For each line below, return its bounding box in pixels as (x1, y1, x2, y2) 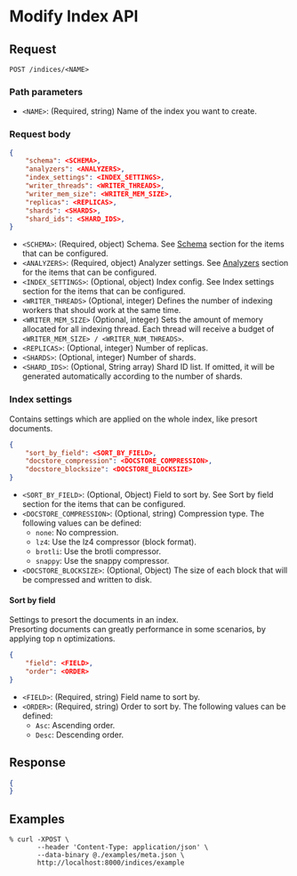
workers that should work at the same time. (21, 305, 181, 316)
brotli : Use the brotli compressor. (35, 546, 162, 557)
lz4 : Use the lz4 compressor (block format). (35, 536, 197, 548)
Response (9, 755, 67, 770)
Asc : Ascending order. (35, 719, 116, 730)
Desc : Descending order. (35, 729, 124, 740)
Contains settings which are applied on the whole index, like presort (9, 414, 258, 424)
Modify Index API (9, 6, 139, 27)
